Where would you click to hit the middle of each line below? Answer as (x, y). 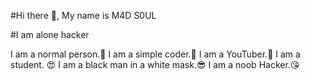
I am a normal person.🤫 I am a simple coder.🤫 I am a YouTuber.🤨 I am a (155, 54)
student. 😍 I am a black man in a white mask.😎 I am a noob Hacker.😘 (155, 64)
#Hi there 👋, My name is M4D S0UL (83, 15)
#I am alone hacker (50, 34)
